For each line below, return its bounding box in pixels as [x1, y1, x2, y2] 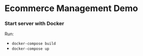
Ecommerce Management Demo [4, 3, 138, 14]
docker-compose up [11, 46, 49, 51]
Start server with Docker [4, 20, 65, 27]
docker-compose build [11, 42, 56, 46]
